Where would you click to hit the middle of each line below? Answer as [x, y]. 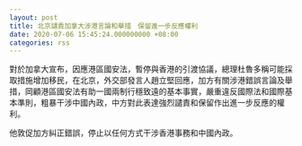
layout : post [34, 17]
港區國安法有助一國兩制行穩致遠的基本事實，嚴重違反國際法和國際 [162, 91]
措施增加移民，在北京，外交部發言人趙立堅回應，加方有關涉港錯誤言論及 [151, 81]
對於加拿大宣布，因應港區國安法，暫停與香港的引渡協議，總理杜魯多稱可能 [147, 69]
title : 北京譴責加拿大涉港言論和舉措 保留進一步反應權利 [104, 26]
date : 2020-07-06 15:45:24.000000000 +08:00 [94, 34]
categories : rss [40, 43]
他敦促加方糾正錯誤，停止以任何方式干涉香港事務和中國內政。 [124, 133]
